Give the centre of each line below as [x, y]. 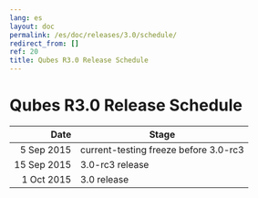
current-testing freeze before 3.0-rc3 [162, 150]
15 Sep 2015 [43, 164]
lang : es [26, 18]
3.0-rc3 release [115, 164]
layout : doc [32, 26]
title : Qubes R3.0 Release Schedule [79, 60]
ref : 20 [24, 52]
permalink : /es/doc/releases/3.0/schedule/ [93, 35]
